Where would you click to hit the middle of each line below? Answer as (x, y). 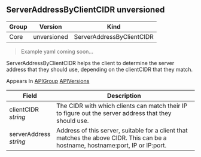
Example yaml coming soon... (57, 51)
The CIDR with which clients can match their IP (122, 106)
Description (124, 96)
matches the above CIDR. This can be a (112, 138)
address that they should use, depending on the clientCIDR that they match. (100, 69)
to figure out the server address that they (114, 113)
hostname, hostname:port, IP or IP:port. (112, 145)
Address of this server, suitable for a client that (122, 130)
